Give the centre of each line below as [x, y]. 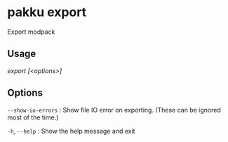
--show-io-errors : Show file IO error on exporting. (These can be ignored [114, 110]
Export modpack [31, 32]
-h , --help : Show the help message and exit [71, 131]
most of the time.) [33, 117]
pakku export [47, 12]
